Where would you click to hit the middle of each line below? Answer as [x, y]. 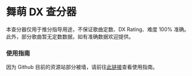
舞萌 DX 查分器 [41, 12]
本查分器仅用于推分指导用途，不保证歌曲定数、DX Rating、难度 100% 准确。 [98, 29]
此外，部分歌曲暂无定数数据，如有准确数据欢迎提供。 [70, 36]
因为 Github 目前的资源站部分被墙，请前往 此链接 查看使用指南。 [82, 67]
